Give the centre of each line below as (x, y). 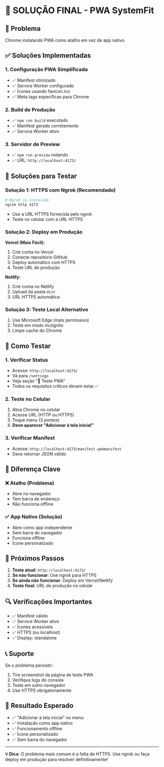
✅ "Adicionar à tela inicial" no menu (48, 717)
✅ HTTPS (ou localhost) (36, 633)
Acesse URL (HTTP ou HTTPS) (43, 415)
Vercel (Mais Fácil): (25, 242)
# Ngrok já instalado (27, 200)
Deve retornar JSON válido (39, 454)
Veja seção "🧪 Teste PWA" (39, 381)
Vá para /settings (30, 376)
